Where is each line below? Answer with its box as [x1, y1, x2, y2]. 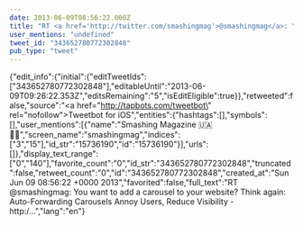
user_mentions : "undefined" [9, 30, 115, 39]
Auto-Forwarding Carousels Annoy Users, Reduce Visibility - [9, 196, 234, 207]
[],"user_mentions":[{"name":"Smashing [9, 119, 158, 130]
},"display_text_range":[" [9, 148, 99, 159]
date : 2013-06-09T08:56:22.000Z [9, 13, 131, 22]
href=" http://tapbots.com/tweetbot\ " [76, 100, 212, 111]
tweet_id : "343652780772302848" [9, 38, 131, 48]
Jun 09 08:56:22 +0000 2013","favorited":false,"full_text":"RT [9, 177, 239, 188]
